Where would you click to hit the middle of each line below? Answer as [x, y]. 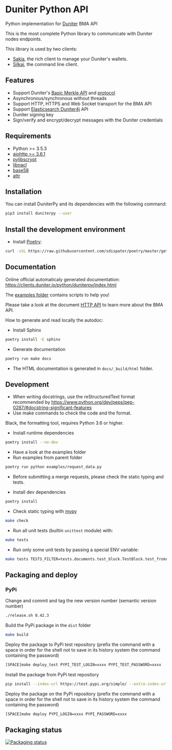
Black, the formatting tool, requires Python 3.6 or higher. [64, 423]
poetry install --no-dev [32, 442]
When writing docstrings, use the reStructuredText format [74, 397]
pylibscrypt [25, 159]
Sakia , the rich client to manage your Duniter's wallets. [70, 59]
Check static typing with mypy [45, 511]
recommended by [31, 402]
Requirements [28, 136]
